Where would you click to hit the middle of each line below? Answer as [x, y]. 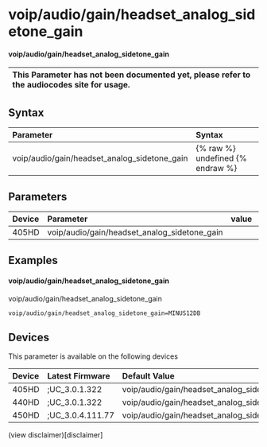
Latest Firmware [79, 376]
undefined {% [222, 158]
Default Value [148, 376]
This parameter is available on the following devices [93, 356]
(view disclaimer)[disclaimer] [56, 435]
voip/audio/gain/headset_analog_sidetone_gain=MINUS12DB [104, 313]
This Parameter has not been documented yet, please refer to [132, 75]
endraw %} [217, 169]
